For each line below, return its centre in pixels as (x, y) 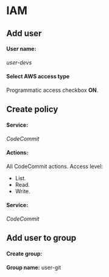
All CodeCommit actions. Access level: (55, 166)
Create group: (24, 253)
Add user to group (41, 238)
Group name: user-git (34, 267)
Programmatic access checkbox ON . (52, 90)
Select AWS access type (38, 77)
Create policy (32, 109)
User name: (21, 49)
